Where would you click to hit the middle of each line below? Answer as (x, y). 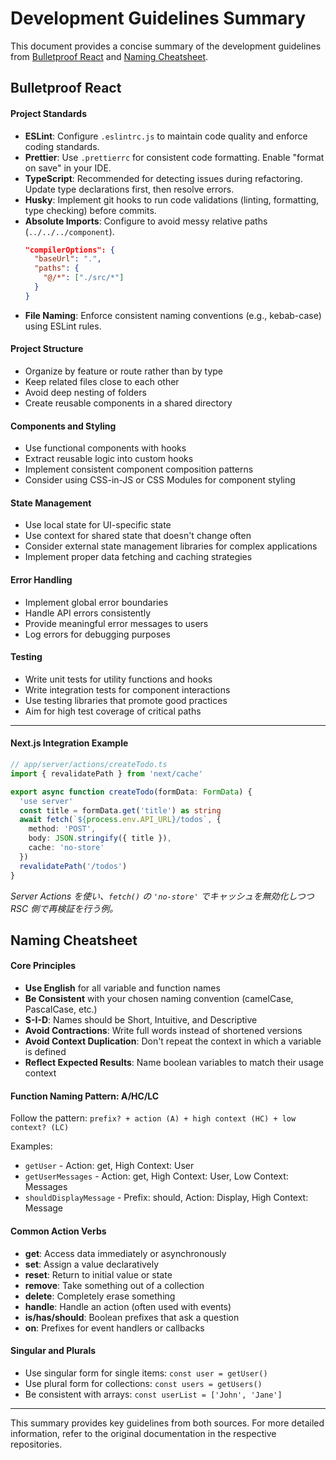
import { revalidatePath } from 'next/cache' (106, 773)
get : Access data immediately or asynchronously (125, 1253)
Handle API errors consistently (87, 613)
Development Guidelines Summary (158, 18)
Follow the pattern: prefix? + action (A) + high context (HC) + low (153, 1118)
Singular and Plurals (53, 1351)
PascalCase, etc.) (61, 1009)
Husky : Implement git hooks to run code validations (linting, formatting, (172, 199)
